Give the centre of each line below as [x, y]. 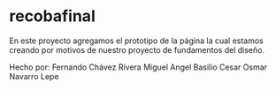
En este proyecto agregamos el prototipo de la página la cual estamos [136, 41]
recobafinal [52, 16]
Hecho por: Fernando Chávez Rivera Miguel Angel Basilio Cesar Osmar [138, 67]
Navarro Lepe [34, 76]
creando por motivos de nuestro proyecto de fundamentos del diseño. [137, 49]
